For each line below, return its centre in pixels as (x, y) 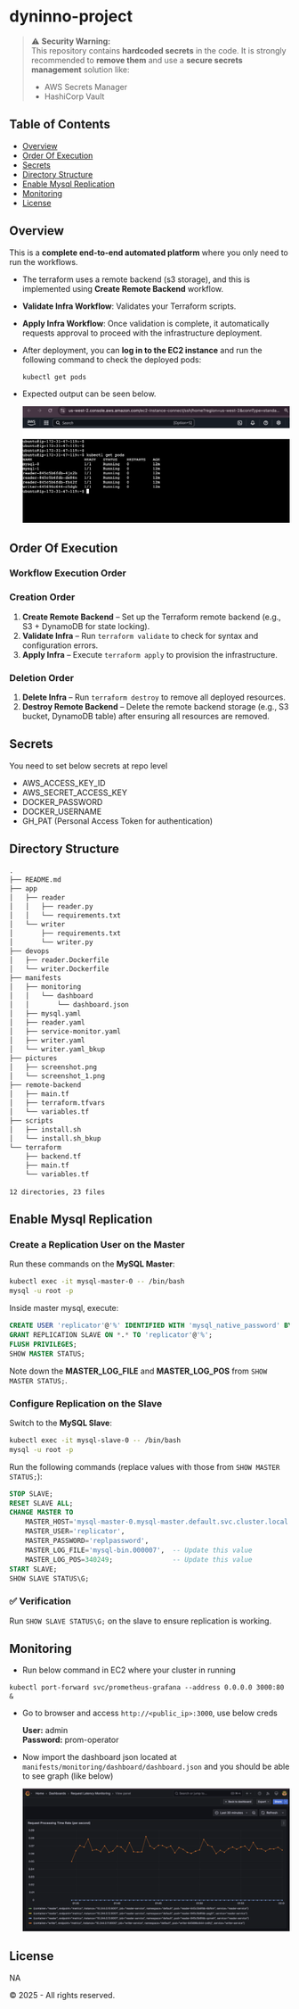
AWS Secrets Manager (85, 87)
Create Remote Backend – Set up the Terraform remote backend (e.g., (152, 617)
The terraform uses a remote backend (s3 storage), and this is (136, 279)
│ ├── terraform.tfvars (57, 1103)
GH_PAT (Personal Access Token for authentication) (117, 821)
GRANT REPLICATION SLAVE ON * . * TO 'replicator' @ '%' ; (111, 1335)
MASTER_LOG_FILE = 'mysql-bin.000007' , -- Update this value (139, 1550)
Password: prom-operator (70, 1740)
